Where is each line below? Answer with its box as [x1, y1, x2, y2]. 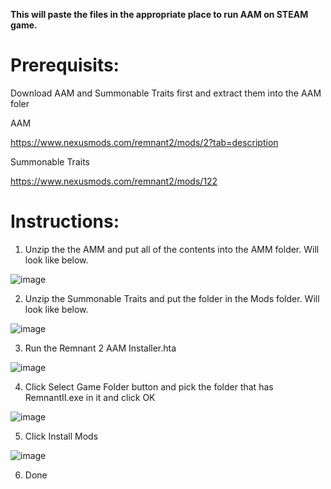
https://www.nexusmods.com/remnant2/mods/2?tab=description [10, 136, 279, 148]
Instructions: [10, 210, 120, 233]
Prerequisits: [10, 54, 120, 77]
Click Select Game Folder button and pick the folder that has [24, 380, 274, 393]
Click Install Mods [24, 430, 99, 442]
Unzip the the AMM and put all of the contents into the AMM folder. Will [24, 243, 320, 255]
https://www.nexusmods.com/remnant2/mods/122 [10, 175, 218, 187]
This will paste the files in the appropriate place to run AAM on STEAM [10, 9, 309, 20]
